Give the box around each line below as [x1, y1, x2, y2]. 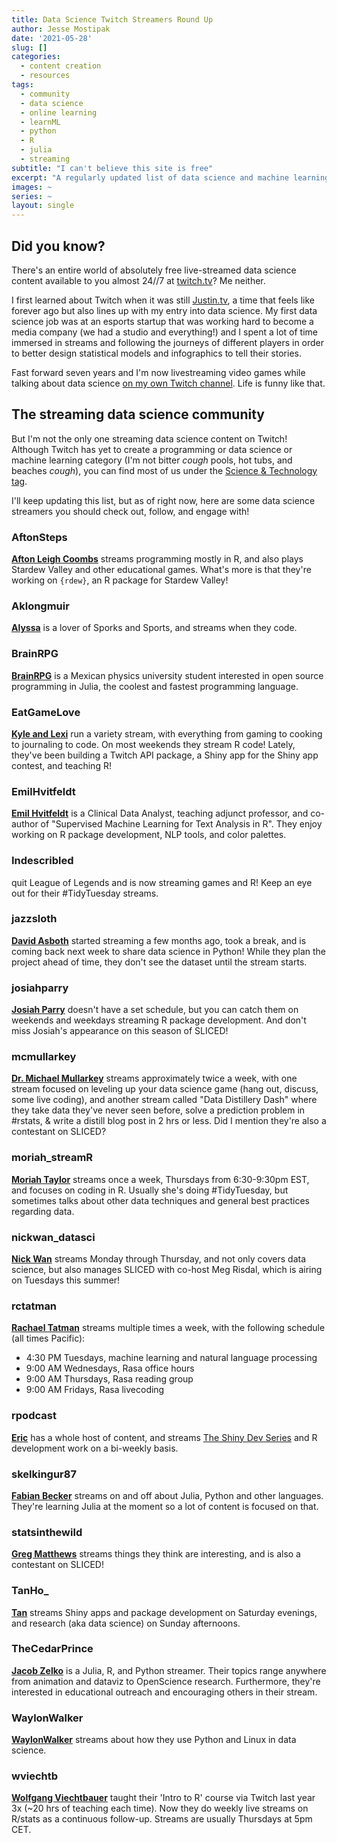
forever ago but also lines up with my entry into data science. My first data [11, 304, 318, 316]
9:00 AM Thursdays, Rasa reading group [25, 1373, 194, 1385]
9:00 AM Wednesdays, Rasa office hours [25, 1362, 195, 1375]
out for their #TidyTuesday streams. [11, 887, 159, 899]
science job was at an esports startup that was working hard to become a [11, 315, 314, 327]
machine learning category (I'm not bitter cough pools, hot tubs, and [11, 454, 293, 466]
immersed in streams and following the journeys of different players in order [11, 336, 325, 348]
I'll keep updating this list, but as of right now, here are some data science [11, 494, 316, 506]
